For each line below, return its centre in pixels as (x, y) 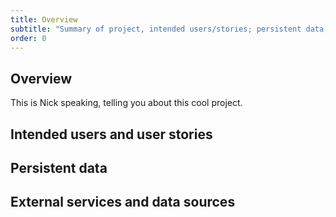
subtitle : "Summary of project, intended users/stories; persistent (156, 29)
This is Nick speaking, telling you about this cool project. (126, 103)
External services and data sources (123, 202)
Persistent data (59, 167)
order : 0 (28, 38)
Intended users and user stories (111, 134)
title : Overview (44, 19)
